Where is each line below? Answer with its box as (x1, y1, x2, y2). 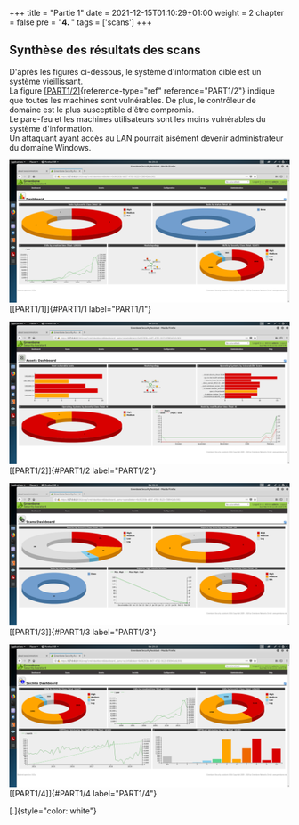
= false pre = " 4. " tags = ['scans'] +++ (9, 17, 153, 28)
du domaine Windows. (9, 142, 92, 152)
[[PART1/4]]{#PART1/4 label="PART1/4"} (9, 788, 158, 798)
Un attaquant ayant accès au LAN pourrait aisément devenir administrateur (9, 133, 284, 143)
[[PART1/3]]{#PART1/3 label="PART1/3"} (9, 626, 157, 637)
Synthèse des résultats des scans (9, 43, 201, 58)
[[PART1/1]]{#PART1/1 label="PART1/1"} (9, 303, 151, 314)
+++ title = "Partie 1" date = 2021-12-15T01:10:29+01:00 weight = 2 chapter (9, 8, 285, 18)
